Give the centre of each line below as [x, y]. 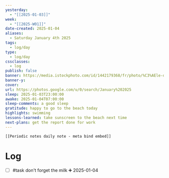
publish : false [21, 71]
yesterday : [17, 10]
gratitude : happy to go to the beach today [52, 108]
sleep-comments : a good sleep [37, 104]
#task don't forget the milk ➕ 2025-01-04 [55, 170]
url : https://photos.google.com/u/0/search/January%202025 [68, 90]
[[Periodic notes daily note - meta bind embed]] [58, 136]
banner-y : [16, 80]
